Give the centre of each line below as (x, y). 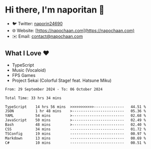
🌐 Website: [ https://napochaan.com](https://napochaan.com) (73, 30)
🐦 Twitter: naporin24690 (37, 23)
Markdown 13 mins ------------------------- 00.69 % (75, 138)
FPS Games (24, 75)
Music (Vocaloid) (29, 70)
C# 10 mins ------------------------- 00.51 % (75, 143)
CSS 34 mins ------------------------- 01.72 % (75, 129)
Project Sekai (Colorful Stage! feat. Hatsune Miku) (62, 80)
